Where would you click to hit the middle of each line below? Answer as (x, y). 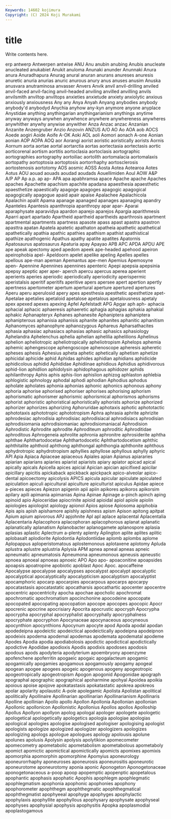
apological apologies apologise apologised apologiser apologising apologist (85, 724)
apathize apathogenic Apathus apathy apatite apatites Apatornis (73, 238)
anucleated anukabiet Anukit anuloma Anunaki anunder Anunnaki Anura (81, 70)
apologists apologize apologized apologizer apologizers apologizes (76, 729)
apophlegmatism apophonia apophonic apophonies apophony (70, 784)
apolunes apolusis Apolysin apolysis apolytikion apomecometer (72, 740)
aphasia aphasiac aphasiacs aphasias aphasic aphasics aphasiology (77, 331)
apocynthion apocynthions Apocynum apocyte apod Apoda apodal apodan (84, 626)
